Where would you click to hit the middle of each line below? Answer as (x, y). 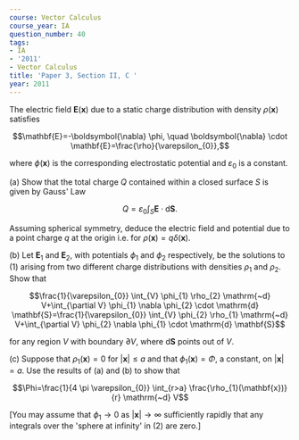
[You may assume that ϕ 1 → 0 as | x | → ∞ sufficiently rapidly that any (137, 415)
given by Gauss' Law (48, 192)
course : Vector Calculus (55, 17)
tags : (19, 42)
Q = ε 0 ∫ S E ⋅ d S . (150, 210)
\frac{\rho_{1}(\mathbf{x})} (238, 387)
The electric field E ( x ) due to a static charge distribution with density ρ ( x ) (144, 109)
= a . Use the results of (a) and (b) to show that (95, 370)
